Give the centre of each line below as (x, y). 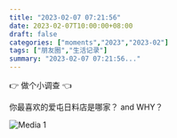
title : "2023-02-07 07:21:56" (65, 17)
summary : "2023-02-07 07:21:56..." (75, 59)
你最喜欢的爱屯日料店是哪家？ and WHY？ (86, 107)
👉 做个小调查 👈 (41, 85)
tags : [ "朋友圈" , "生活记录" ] (59, 51)
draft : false (33, 34)
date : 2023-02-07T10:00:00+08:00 (71, 26)
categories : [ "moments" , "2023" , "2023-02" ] (89, 42)
